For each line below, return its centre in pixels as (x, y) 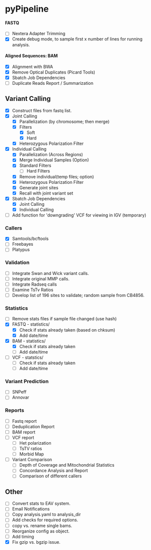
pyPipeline (27, 9)
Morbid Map (32, 454)
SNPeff (19, 392)
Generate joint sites (39, 187)
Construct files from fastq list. (42, 110)
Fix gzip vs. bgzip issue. (36, 542)
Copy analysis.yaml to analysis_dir (46, 514)
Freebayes (23, 244)
